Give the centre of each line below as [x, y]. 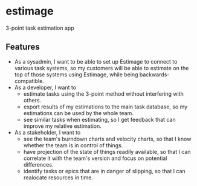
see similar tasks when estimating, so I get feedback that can [99, 119]
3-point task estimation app [40, 28]
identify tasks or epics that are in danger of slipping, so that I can [104, 171]
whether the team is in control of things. [73, 145]
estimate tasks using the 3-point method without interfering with [103, 94]
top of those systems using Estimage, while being [76, 75]
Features [23, 47]
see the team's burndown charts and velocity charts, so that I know [107, 139]
